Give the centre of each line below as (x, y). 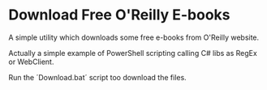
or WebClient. (31, 62)
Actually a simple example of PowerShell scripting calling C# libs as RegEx (133, 53)
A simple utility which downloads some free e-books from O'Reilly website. (134, 37)
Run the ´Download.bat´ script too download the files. (97, 77)
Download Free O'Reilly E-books (119, 15)
